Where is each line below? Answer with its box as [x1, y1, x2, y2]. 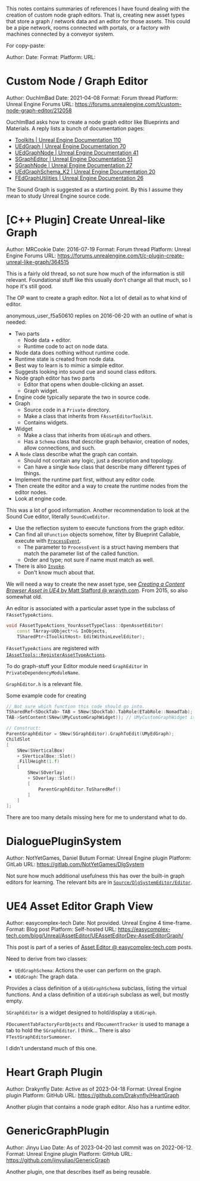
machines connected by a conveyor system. [6, 30, 115, 38]
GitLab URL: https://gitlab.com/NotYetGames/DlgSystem [6, 861, 145, 868]
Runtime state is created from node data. [14, 355, 115, 362]
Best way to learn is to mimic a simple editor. [14, 361, 125, 369]
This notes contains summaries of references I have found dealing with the [6, 5, 190, 12]
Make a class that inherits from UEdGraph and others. [23, 431, 152, 438]
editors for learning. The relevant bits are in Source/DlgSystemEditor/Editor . [6, 879, 192, 886]
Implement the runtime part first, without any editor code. [14, 476, 156, 483]
